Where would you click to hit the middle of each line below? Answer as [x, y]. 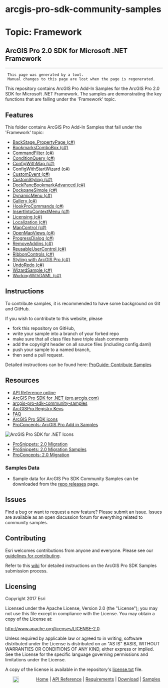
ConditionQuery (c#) [33, 158]
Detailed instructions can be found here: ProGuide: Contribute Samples [78, 365]
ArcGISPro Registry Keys [38, 408]
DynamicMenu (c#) [32, 195]
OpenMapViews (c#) [33, 233]
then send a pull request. [38, 355]
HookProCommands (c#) [38, 206]
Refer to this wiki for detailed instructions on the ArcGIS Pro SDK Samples [81, 565]
